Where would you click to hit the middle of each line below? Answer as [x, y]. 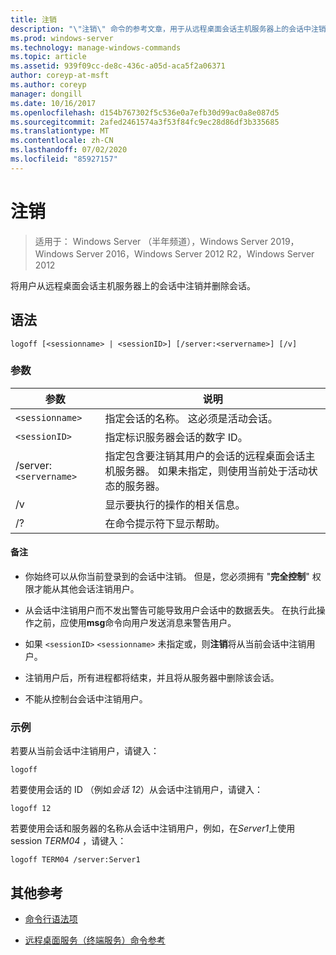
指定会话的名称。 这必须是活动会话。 [191, 418]
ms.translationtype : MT [60, 131]
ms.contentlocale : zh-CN [62, 141]
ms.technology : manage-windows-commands [96, 47]
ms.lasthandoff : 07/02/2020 [69, 150]
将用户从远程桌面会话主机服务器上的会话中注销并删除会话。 [133, 285]
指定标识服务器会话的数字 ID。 [176, 437]
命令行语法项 [51, 919]
